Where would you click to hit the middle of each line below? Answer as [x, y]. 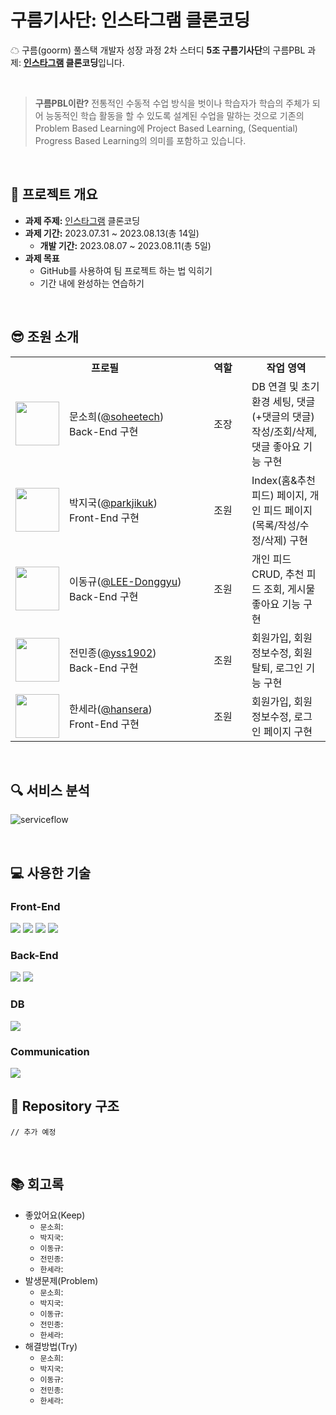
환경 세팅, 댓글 [283, 401]
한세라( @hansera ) [111, 709]
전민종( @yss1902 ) [113, 653]
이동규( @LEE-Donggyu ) [125, 581]
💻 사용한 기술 [51, 872]
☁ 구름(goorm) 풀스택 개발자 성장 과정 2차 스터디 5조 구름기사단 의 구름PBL [158, 50]
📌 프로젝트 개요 [54, 194]
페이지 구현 [288, 731]
